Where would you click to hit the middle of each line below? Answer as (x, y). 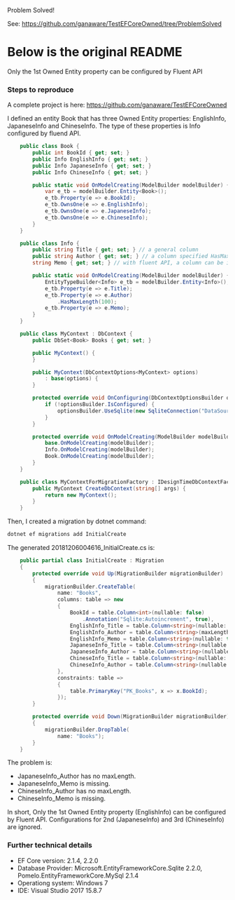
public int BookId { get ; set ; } (81, 153)
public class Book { (50, 147)
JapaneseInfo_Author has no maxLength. (77, 776)
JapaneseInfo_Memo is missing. (64, 784)
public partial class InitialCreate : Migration (92, 560)
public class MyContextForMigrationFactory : (87, 482)
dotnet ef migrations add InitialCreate (67, 535)
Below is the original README (95, 52)
